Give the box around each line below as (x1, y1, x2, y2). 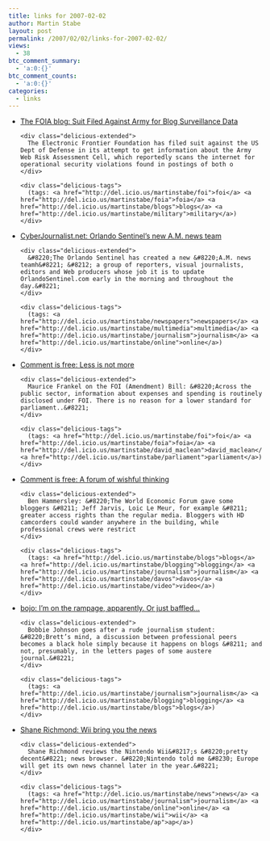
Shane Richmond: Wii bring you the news (19, 725, 157, 735)
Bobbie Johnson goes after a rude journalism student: (27, 626, 216, 634)
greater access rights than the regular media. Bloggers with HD (19, 511, 244, 519)
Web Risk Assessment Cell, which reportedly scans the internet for (19, 153, 255, 162)
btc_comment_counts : (8, 72, 78, 80)
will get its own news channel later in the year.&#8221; (19, 762, 219, 770)
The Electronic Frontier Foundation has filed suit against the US (27, 139, 260, 148)
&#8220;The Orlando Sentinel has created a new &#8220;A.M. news (27, 254, 251, 263)
